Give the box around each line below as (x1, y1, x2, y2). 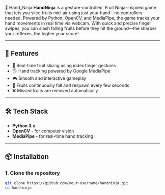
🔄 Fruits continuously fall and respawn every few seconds (12, 82, 130, 88)
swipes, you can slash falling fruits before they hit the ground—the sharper (5, 25, 157, 31)
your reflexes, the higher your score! (5, 31, 79, 36)
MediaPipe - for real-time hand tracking (12, 133, 93, 139)
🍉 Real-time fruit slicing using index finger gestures (12, 62, 116, 68)
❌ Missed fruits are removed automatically (12, 87, 98, 93)
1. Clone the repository (5, 170, 60, 176)
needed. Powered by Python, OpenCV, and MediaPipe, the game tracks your (5, 15, 160, 21)
